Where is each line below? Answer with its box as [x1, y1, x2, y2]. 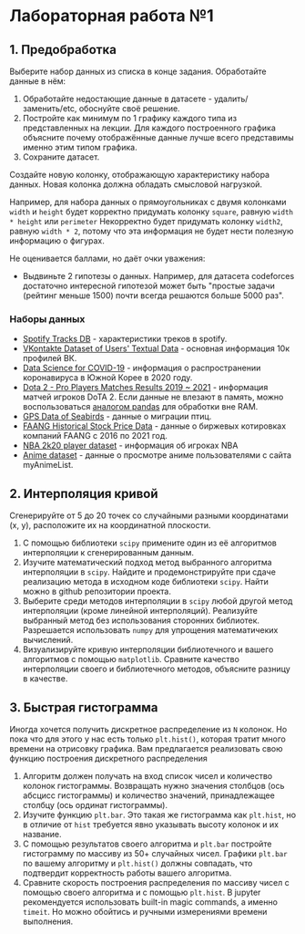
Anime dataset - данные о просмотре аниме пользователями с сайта [22, 450, 292, 461]
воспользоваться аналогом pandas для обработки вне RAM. [22, 401, 259, 412]
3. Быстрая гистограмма [9, 700, 158, 715]
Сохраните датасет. [22, 151, 100, 162]
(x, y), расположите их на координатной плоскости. [9, 520, 211, 531]
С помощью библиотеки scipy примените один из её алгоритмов [22, 537, 278, 548]
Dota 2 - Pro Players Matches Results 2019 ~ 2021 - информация [22, 382, 269, 393]
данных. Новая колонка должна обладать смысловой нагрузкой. [9, 179, 262, 190]
